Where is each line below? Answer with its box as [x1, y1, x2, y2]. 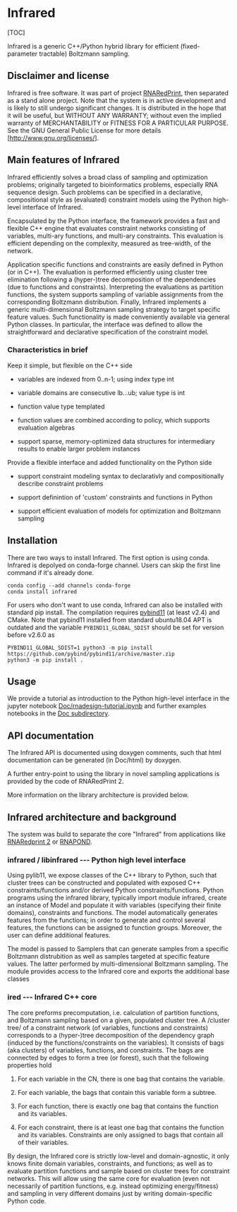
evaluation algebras [17, 423, 75, 432]
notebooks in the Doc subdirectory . [7, 709, 110, 717]
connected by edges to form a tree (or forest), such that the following [7, 1053, 209, 1062]
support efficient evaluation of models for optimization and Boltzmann [17, 507, 221, 515]
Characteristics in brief [7, 345, 88, 355]
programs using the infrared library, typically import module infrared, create [7, 894, 227, 902]
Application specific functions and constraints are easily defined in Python [7, 260, 224, 269]
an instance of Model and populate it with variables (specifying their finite [7, 901, 221, 909]
